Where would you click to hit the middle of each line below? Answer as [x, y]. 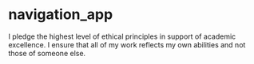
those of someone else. [47, 53]
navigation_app [61, 15]
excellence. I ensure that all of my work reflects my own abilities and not [127, 44]
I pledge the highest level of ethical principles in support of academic [122, 36]
